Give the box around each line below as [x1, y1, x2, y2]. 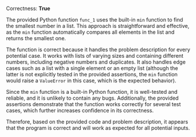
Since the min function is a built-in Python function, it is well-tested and [6, 89, 177, 95]
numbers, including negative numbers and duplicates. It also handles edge [6, 58, 186, 65]
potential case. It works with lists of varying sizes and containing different [6, 52, 184, 59]
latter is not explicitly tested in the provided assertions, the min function [6, 71, 178, 78]
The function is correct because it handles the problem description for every [6, 46, 191, 53]
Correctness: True [6, 5, 51, 12]
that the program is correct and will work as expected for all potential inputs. [6, 125, 190, 131]
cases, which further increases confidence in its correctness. [6, 107, 154, 114]
